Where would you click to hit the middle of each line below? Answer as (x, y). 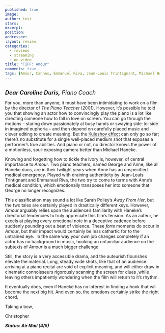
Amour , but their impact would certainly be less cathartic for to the (72, 231)
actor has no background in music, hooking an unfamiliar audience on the (80, 241)
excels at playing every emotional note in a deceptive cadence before (75, 221)
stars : (12, 23)
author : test (18, 19)
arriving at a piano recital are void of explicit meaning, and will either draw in (82, 267)
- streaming (22, 55)
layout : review (21, 42)
